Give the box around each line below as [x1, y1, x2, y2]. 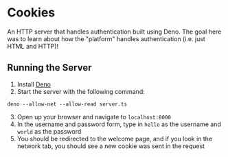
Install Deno [16, 80, 52, 88]
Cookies [7, 5, 56, 21]
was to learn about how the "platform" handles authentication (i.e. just [7, 34, 206, 43]
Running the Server [7, 62, 92, 73]
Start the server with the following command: [16, 87, 146, 95]
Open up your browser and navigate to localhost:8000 [16, 112, 172, 121]
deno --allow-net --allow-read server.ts [7, 101, 128, 108]
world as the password [16, 127, 82, 135]
